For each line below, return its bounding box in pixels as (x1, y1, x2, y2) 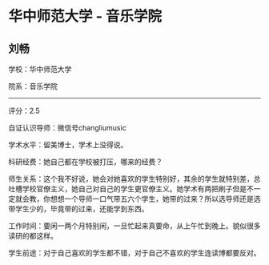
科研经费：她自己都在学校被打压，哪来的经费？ (8, 157, 163, 167)
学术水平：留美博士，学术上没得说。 (8, 140, 128, 149)
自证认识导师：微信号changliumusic (8, 123, 126, 132)
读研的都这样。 (8, 231, 58, 240)
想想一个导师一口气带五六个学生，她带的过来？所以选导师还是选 (50, 194, 261, 203)
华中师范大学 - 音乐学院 (8, 7, 163, 26)
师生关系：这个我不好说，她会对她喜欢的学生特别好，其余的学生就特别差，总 (8, 174, 261, 183)
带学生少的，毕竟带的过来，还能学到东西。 (8, 204, 149, 213)
